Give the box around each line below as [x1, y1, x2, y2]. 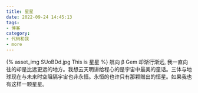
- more [6, 42, 22, 48]
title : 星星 [6, 8, 34, 15]
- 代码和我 [6, 36, 29, 42]
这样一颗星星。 [11, 80, 48, 87]
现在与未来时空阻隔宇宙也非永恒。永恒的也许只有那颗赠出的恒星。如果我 [11, 73, 187, 80]
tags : [6, 19, 19, 25]
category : [6, 31, 31, 36]
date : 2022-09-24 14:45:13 [6, 14, 72, 20]
